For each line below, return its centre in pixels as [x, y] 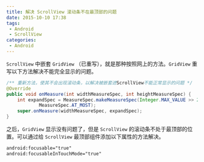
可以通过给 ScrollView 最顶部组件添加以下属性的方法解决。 [90, 137]
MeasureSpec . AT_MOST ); [67, 106]
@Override [19, 89]
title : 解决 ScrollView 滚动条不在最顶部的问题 [62, 12]
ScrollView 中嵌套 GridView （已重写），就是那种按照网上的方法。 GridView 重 [102, 64]
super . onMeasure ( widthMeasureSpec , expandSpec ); [80, 111]
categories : [21, 40]
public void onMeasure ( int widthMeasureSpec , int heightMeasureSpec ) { [99, 94]
